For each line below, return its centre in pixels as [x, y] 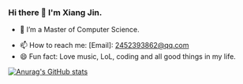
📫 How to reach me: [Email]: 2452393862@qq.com [104, 46]
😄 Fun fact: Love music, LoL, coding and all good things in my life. [128, 57]
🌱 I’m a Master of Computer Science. [79, 30]
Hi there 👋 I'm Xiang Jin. [55, 13]
